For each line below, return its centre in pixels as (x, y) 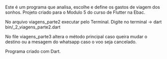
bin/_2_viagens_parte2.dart (33, 27)
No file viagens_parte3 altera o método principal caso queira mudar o (76, 37)
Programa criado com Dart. (33, 51)
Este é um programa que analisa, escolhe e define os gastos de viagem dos (83, 7)
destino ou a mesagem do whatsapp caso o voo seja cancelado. (71, 42)
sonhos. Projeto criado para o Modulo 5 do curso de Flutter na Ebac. (75, 12)
